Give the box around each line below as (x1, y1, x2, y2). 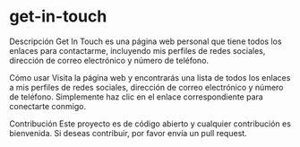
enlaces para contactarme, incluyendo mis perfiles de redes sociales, (9, 45, 266, 56)
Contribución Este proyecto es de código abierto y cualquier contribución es (9, 118, 291, 129)
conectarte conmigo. (9, 100, 87, 111)
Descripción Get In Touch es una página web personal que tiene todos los (9, 36, 282, 47)
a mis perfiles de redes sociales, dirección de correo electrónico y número (9, 82, 284, 92)
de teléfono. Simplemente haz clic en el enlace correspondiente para (9, 91, 264, 102)
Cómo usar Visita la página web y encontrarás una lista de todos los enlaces (9, 72, 291, 82)
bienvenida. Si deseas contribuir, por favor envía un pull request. (9, 127, 248, 138)
